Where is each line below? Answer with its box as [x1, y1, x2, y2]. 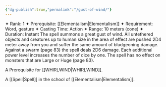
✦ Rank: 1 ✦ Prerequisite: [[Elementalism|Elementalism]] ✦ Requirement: [5, 21, 153, 27]
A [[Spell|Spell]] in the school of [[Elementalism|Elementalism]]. [5, 76, 135, 82]
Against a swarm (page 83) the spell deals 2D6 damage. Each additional [5, 47, 153, 53]
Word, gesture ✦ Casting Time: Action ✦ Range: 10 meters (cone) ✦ [5, 26, 144, 32]
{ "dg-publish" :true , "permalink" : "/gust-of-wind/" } [5, 7, 112, 12]
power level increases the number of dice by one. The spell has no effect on [5, 52, 161, 58]
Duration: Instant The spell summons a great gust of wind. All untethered [5, 31, 154, 37]
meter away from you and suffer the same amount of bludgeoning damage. [5, 41, 159, 47]
